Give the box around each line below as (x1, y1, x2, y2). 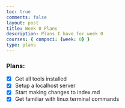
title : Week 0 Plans (6, 25, 58, 32)
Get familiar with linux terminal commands (14, 95, 120, 103)
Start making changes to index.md (14, 89, 100, 96)
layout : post (6, 20, 39, 26)
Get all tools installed (14, 75, 67, 82)
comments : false (6, 14, 47, 20)
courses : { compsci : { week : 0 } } (6, 36, 90, 42)
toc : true (6, 8, 31, 15)
